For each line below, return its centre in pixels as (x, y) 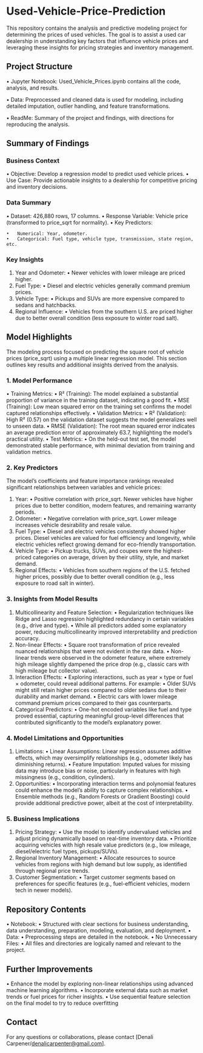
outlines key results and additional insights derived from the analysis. (92, 365)
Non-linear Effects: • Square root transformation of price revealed (97, 645)
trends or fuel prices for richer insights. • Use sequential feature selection (98, 996)
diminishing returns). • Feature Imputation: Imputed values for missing (102, 764)
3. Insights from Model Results (52, 599)
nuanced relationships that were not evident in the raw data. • (92, 651)
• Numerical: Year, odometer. (47, 233)
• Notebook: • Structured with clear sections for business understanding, (98, 924)
